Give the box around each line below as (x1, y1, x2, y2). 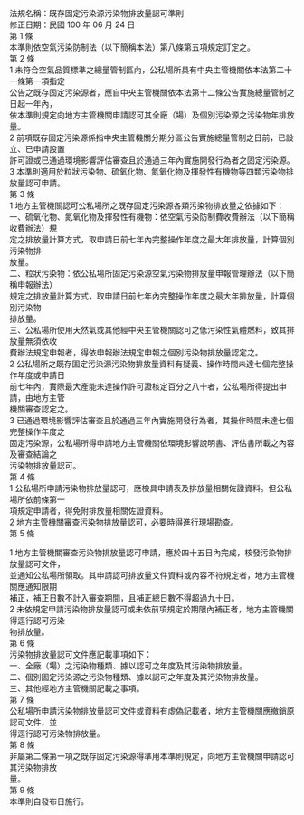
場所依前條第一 (9, 494, 65, 505)
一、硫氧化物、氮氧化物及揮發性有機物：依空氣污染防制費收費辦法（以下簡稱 (9, 212, 295, 222)
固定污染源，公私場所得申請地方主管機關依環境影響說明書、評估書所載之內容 (9, 438, 295, 448)
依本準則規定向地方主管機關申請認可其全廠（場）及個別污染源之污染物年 (9, 109, 279, 120)
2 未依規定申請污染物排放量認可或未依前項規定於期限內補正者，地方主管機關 (9, 604, 294, 614)
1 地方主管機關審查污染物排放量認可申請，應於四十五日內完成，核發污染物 (9, 547, 285, 558)
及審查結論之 (9, 449, 57, 460)
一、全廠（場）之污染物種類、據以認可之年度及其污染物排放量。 (9, 660, 247, 671)
